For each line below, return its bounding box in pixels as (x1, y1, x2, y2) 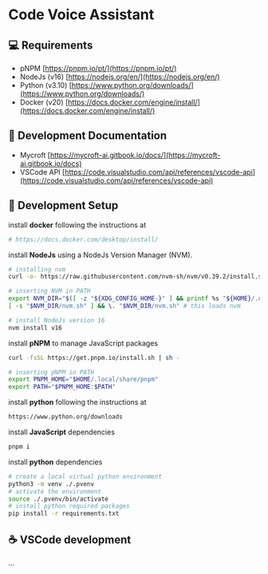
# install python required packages (8, 502, 130, 510)
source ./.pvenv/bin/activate (8, 495, 109, 503)
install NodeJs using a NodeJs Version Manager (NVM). (8, 250, 193, 259)
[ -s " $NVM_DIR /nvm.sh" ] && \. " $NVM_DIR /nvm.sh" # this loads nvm (8, 302, 241, 310)
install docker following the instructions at (8, 220, 146, 229)
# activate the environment (8, 487, 102, 496)
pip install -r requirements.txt (8, 509, 120, 518)
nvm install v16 (8, 323, 62, 332)
